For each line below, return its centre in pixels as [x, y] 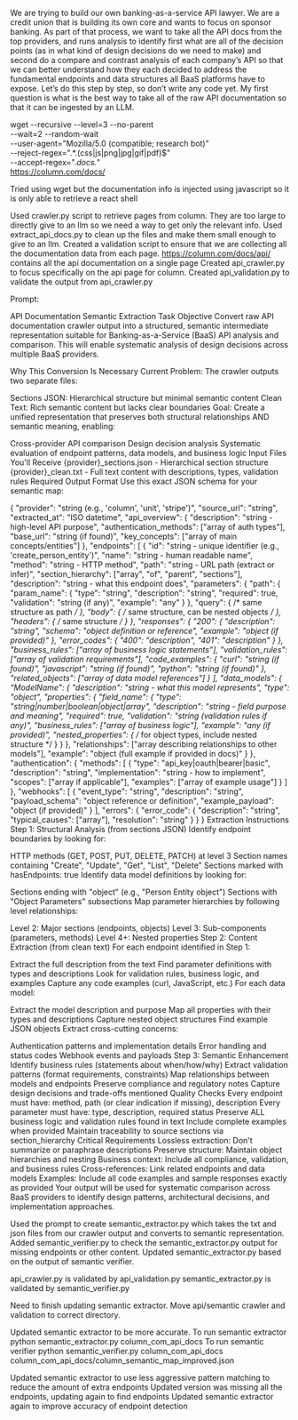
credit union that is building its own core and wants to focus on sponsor [141, 22]
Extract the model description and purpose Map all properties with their [141, 1010]
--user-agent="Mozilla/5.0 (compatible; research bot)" [110, 143]
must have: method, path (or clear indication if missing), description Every [145, 1103]
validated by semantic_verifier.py [70, 1288]
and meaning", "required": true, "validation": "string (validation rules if [139, 716]
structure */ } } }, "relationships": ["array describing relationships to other [144, 744]
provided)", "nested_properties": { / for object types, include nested [134, 734]
